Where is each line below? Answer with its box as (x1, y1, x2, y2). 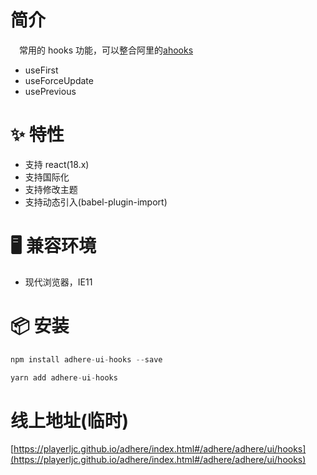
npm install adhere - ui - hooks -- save (10, 354, 163, 365)
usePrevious (24, 85, 77, 97)
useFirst (24, 64, 59, 76)
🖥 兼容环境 (10, 235, 97, 258)
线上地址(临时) (10, 409, 130, 432)
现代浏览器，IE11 (24, 276, 93, 288)
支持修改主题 (24, 183, 78, 195)
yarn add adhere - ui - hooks (10, 372, 118, 383)
